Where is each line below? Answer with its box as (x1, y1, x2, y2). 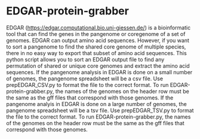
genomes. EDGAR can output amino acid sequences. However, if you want (6, 37, 190, 44)
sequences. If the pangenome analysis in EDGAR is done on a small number (6, 68, 193, 75)
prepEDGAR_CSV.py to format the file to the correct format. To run (6, 81, 169, 88)
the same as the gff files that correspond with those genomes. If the (6, 94, 174, 101)
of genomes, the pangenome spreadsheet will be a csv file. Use (6, 75, 163, 82)
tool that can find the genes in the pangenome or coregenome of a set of (6, 30, 186, 37)
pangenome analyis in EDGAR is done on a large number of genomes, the (6, 100, 187, 107)
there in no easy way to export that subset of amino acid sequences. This (6, 49, 187, 56)
